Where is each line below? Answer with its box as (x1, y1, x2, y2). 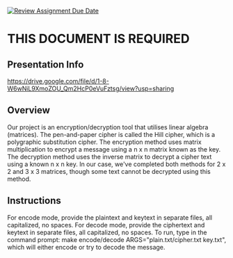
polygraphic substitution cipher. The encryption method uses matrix (7, 138, 202, 146)
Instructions (7, 195, 61, 207)
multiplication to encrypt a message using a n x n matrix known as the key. (7, 145, 221, 153)
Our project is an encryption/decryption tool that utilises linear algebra (7, 122, 209, 131)
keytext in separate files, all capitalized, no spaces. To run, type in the (7, 228, 207, 236)
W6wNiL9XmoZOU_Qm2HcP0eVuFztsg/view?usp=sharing (7, 84, 175, 92)
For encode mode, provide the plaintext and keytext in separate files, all (7, 213, 213, 222)
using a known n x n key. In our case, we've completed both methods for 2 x (7, 160, 226, 168)
